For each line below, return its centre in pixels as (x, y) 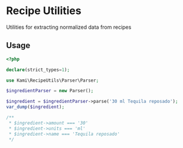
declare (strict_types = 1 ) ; (38, 70)
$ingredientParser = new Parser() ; (50, 91)
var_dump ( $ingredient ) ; (35, 107)
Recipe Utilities (44, 11)
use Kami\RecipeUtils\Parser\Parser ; (53, 80)
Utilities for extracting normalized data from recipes (69, 27)
